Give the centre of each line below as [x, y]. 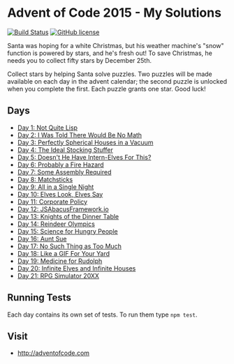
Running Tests [39, 298]
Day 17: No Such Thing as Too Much [70, 246]
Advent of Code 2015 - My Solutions [115, 13]
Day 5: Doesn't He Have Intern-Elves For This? [84, 157]
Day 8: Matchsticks [45, 179]
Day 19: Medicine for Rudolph [60, 261]
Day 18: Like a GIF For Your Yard [64, 253]
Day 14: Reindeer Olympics [56, 224]
